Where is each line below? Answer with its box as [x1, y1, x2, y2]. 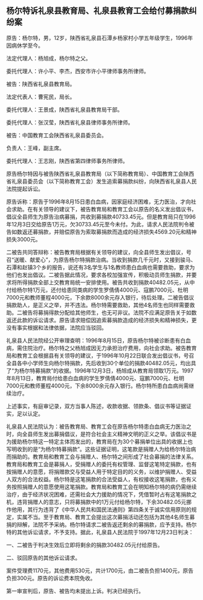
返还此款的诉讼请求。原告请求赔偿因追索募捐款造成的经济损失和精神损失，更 [6, 316, 197, 324]
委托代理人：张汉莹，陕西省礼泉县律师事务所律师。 [6, 118, 134, 126]
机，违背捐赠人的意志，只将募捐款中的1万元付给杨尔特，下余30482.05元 [6, 498, 187, 505]
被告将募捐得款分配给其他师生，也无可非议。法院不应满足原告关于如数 [22, 308, 197, 316]
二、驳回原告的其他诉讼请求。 [6, 554, 80, 561]
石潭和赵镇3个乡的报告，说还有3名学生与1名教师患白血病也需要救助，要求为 [6, 263, 195, 270]
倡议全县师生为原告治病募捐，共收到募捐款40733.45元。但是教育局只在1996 [6, 213, 196, 220]
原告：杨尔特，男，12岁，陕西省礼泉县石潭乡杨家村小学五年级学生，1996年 [6, 34, 193, 41]
